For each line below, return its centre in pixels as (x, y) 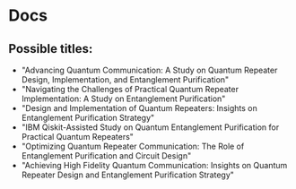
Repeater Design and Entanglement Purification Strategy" (128, 175)
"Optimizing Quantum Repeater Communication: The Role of (133, 146)
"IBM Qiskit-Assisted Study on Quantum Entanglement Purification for (150, 127)
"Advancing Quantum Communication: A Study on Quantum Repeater (149, 70)
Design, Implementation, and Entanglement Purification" (125, 80)
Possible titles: (51, 49)
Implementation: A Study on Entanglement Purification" (123, 99)
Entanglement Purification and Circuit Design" (106, 156)
